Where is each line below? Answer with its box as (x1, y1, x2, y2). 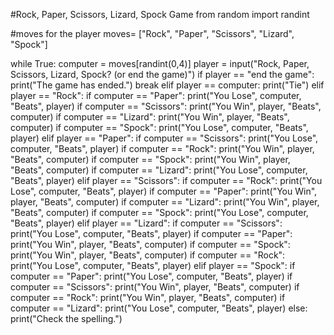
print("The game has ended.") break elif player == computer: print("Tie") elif (10, 79, 325, 91)
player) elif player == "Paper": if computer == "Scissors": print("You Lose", (10, 132, 319, 144)
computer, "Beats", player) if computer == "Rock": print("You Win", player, (10, 143, 315, 154)
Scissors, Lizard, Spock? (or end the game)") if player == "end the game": (10, 69, 315, 80)
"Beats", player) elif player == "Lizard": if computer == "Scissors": (10, 217, 283, 229)
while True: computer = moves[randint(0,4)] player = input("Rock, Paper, (10, 58, 310, 69)
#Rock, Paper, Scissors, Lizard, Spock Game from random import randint (10, 9, 310, 20)
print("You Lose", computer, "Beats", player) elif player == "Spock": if (10, 260, 296, 271)
